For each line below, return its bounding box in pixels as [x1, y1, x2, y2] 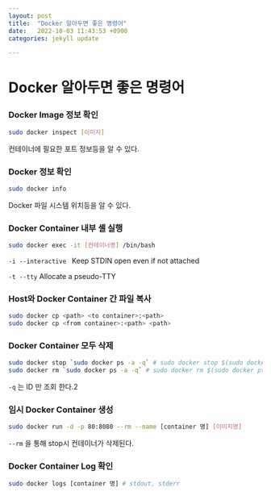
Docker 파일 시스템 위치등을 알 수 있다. [8, 200, 131, 210]
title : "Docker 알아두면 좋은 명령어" [8, 19, 127, 27]
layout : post [8, 11, 52, 20]
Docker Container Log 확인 [8, 461, 114, 472]
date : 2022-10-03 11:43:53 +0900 [8, 27, 128, 35]
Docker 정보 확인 [8, 166, 72, 177]
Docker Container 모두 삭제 [8, 340, 114, 351]
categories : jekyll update [8, 34, 99, 43]
